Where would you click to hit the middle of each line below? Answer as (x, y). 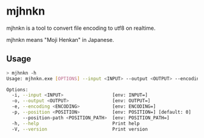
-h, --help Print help (76, 123)
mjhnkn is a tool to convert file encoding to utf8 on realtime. (81, 28)
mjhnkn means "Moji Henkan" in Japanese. (60, 40)
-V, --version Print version (80, 129)
